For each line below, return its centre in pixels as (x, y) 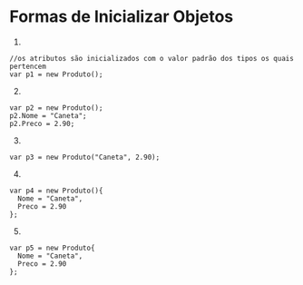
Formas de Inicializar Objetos (122, 17)
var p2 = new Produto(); (56, 108)
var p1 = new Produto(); (56, 74)
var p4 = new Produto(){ (56, 191)
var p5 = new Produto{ (52, 248)
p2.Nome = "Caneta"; (49, 115)
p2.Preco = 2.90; (42, 123)
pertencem (28, 66)
